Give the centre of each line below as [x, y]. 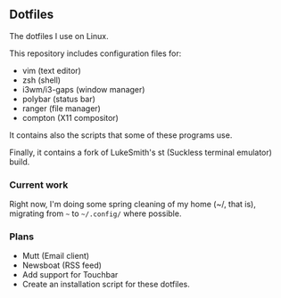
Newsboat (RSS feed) [62, 265]
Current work [39, 184]
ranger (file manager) [61, 108]
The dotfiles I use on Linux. [59, 36]
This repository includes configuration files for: [95, 53]
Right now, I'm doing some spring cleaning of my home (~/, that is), [133, 205]
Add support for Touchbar [70, 275]
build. [20, 161]
